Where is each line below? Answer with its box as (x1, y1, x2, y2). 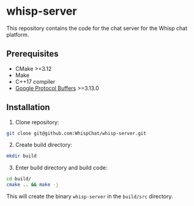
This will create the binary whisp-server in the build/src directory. (6, 193, 173, 200)
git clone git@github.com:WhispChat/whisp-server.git (6, 130, 147, 136)
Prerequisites (6, 49, 59, 59)
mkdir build (6, 153, 37, 160)
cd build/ (6, 176, 32, 182)
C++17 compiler (15, 78, 56, 85)
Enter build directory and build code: (15, 164, 108, 172)
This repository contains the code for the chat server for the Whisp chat (6, 24, 188, 32)
